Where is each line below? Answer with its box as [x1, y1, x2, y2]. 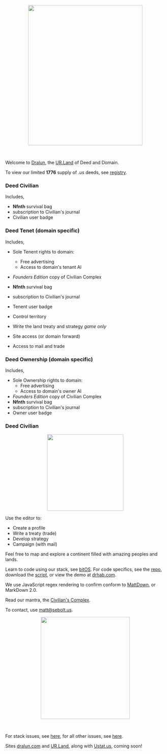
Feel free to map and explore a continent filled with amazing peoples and [5, 551, 158, 557]
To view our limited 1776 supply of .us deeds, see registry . [5, 169, 127, 175]
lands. [5, 557, 18, 563]
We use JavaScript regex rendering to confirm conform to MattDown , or [5, 582, 156, 588]
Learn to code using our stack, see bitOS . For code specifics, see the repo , [5, 566, 162, 572]
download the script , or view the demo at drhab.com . [5, 572, 117, 578]
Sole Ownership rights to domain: [12, 377, 83, 383]
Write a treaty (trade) [12, 531, 57, 537]
